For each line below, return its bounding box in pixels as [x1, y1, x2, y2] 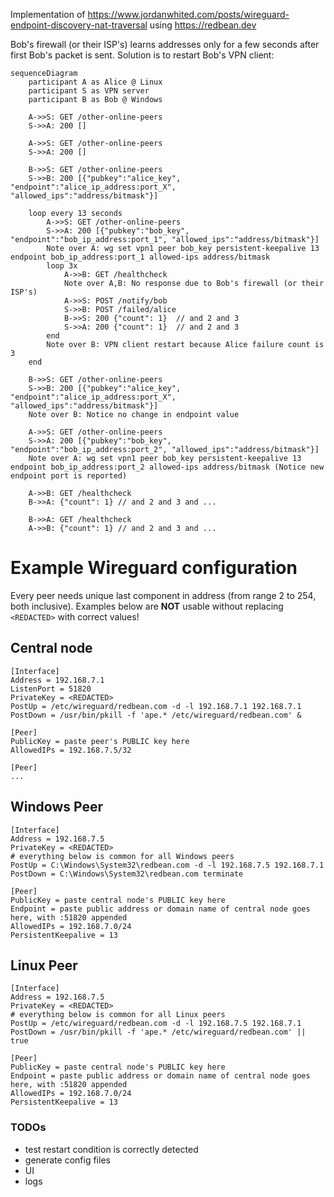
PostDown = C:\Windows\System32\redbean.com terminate [10, 869, 244, 879]
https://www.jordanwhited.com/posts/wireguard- [87, 9, 290, 20]
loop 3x [46, 261, 78, 271]
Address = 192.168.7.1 [10, 675, 105, 685]
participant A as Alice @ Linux [28, 77, 163, 87]
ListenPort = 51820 [10, 684, 92, 694]
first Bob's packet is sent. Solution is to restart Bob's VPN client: [10, 49, 275, 61]
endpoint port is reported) [10, 471, 128, 481]
